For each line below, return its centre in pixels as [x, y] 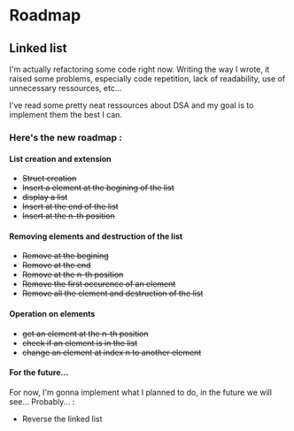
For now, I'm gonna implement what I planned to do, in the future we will [141, 392]
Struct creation [49, 179]
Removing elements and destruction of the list [96, 236]
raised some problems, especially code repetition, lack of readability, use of [147, 79]
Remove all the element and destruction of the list [112, 294]
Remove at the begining [65, 256]
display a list [45, 197]
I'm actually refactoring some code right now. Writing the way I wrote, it [139, 69]
